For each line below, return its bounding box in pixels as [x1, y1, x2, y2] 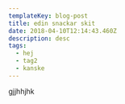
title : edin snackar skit [8, 19, 95, 27]
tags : [8, 42, 27, 50]
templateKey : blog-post [8, 11, 89, 20]
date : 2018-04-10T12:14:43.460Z [8, 27, 117, 35]
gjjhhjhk [8, 86, 35, 96]
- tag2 [15, 57, 38, 65]
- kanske [15, 64, 45, 73]
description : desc [8, 34, 70, 43]
